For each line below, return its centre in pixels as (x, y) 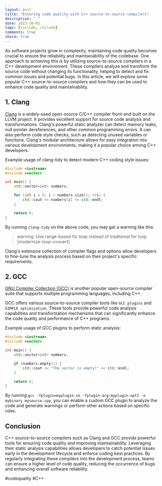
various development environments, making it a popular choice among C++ (81, 145)
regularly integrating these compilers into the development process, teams (80, 459)
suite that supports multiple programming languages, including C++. (73, 293)
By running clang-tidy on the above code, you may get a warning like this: (80, 227)
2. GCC (16, 277)
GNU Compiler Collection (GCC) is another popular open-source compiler (79, 289)
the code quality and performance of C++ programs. (58, 319)
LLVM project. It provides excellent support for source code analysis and (78, 119)
